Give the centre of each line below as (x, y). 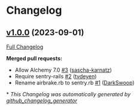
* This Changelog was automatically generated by (69, 94)
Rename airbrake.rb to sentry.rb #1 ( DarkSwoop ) (74, 82)
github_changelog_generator (42, 100)
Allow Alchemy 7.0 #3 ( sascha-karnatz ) (63, 70)
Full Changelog (25, 47)
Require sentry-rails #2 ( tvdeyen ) (56, 76)
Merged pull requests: (34, 58)
